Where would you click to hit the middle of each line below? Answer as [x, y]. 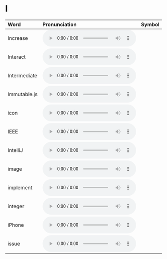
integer [16, 206]
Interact [17, 57]
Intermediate [22, 75]
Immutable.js [23, 94]
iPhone [16, 225]
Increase [18, 38]
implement [20, 187]
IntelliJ [15, 150]
